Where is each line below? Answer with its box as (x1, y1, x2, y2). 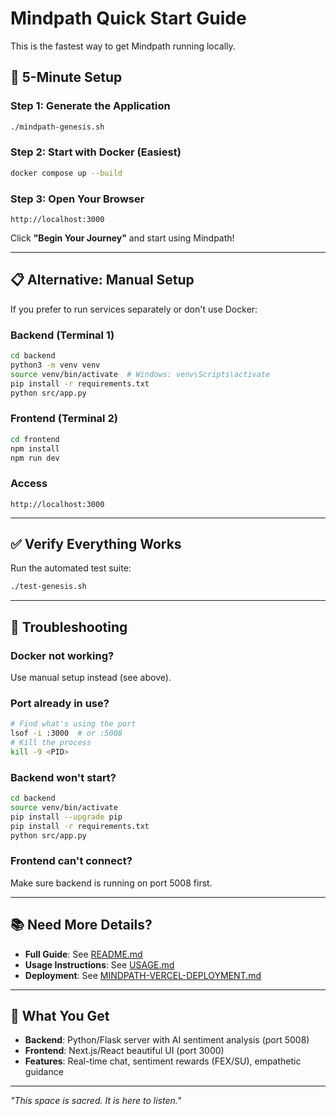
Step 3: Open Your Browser (10, 192, 145, 206)
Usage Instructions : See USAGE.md (24, 958, 175, 971)
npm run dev (10, 453, 60, 463)
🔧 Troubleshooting (10, 618, 128, 636)
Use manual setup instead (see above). (10, 672, 172, 684)
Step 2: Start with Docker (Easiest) (10, 145, 182, 159)
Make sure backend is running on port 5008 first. (10, 877, 213, 889)
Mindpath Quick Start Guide (10, 7, 247, 30)
